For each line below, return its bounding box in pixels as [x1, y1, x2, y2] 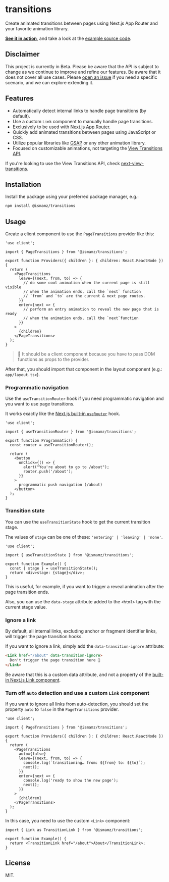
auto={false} [18, 751, 46, 756]
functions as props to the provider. [17, 356, 90, 362]
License [5, 859, 31, 867]
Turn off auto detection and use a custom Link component [5, 689, 150, 696]
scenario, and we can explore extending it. [5, 79, 94, 85]
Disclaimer [5, 50, 40, 59]
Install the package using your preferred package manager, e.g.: [5, 193, 139, 200]
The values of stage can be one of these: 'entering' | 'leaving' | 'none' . [5, 534, 163, 540]
